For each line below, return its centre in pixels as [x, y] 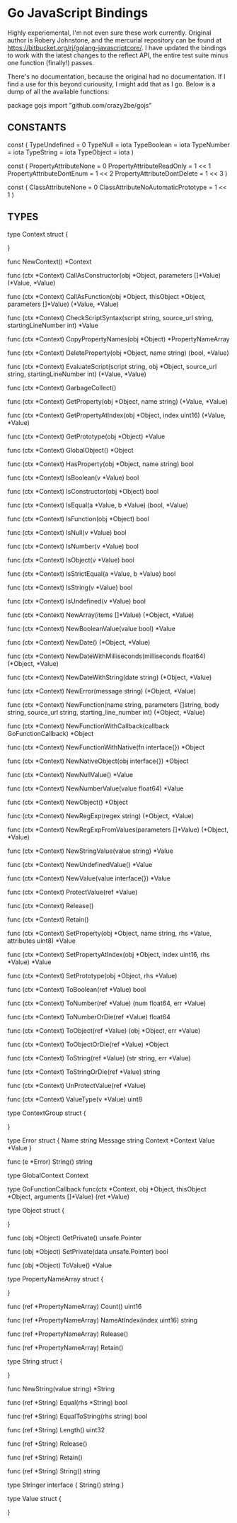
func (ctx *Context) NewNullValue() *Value [70, 774]
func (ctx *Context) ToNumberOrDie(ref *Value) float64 [89, 1017]
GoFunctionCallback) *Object [51, 733]
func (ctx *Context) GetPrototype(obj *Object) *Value [86, 436]
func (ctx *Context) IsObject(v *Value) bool [71, 560]
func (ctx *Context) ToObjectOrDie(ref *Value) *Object [88, 1044]
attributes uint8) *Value [41, 941]
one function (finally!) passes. [51, 62]
